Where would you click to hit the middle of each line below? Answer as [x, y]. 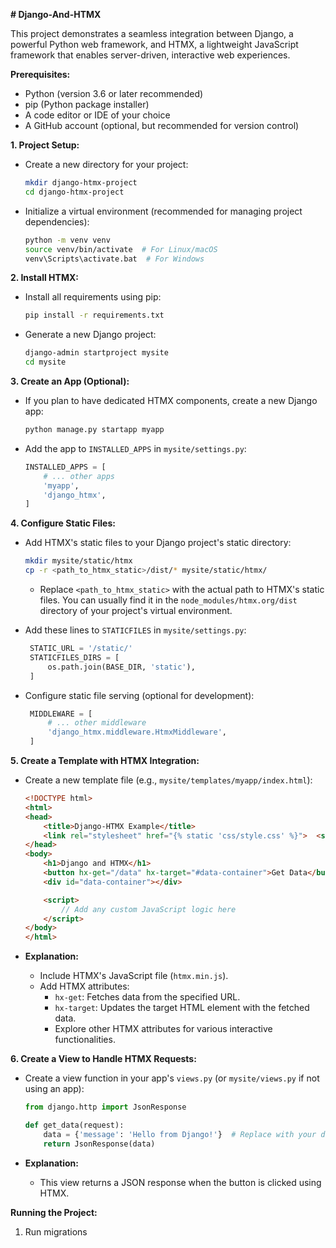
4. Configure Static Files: [63, 523]
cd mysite [45, 362]
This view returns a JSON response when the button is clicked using [180, 1182]
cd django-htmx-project [74, 192]
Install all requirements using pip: [93, 297]
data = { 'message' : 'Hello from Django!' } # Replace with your [180, 1134]
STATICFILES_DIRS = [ [74, 657]
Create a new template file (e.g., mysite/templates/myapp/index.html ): [168, 780]
